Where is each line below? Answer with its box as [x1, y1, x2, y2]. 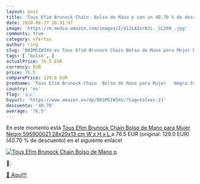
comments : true [6, 31, 44, 37]
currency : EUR [6, 64, 42, 70]
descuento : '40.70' [6, 102, 55, 109]
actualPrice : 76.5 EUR [6, 58, 62, 64]
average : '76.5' [6, 108, 46, 114]
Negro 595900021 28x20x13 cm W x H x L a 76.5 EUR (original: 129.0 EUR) [6, 131, 189, 138]
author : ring [6, 42, 39, 48]
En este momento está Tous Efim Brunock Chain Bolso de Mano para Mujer [6, 124, 190, 131]
